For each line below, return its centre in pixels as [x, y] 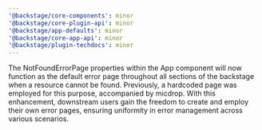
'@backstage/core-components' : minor [71, 16]
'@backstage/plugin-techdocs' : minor [71, 45]
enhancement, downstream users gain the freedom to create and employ [129, 102]
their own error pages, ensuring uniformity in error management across [126, 110]
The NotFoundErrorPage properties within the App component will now [125, 68]
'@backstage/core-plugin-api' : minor [71, 23]
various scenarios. [39, 119]
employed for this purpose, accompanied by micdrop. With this [112, 93]
